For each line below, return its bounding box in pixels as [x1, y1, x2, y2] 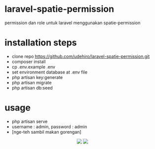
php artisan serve [11, 118, 48, 124]
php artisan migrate [11, 79, 52, 85]
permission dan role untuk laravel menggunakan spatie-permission [4, 20, 141, 26]
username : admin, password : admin [11, 123, 87, 129]
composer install [11, 58, 46, 65]
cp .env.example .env [11, 64, 55, 70]
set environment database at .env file [11, 69, 87, 75]
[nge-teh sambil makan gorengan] [11, 129, 82, 135]
